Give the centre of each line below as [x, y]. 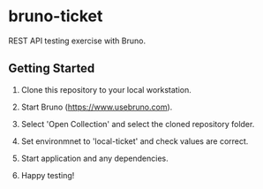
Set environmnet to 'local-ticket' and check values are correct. [135, 141]
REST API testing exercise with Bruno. [77, 41]
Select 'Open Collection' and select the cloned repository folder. [138, 124]
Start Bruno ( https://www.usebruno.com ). [97, 107]
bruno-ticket [56, 16]
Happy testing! [48, 175]
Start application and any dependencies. [94, 158]
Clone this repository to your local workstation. [106, 89]
